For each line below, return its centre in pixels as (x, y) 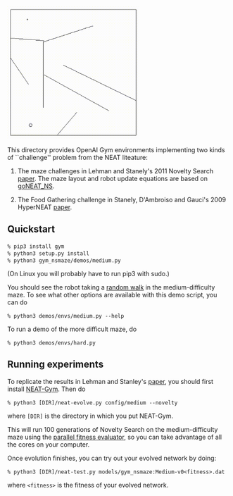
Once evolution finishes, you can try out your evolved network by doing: (112, 458)
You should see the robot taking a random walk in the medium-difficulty (111, 287)
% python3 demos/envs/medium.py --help (66, 316)
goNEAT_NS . (36, 186)
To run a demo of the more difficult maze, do (72, 329)
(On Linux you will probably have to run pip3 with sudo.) (89, 273)
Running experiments (56, 365)
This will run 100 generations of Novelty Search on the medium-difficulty (113, 429)
